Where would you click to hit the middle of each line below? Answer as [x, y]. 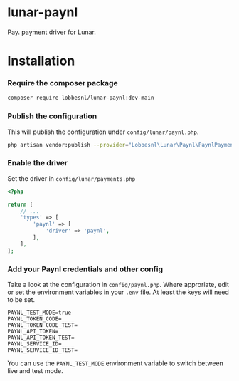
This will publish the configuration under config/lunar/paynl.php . [103, 132]
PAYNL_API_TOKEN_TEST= [41, 338]
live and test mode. [36, 370]
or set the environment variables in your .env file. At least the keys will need [118, 292]
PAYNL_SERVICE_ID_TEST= [43, 350]
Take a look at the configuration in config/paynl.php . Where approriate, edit [118, 284]
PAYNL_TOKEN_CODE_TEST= [43, 325]
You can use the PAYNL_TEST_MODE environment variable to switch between [116, 363]
